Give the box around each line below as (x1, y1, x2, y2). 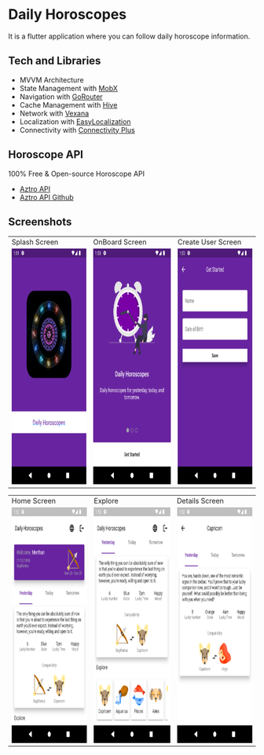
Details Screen (176, 496, 224, 505)
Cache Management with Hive (19, 100, 118, 109)
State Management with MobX (19, 83, 118, 93)
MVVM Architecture (19, 75, 84, 84)
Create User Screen (178, 237, 242, 247)
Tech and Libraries (8, 54, 101, 68)
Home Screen (11, 496, 57, 505)
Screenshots (8, 214, 72, 229)
